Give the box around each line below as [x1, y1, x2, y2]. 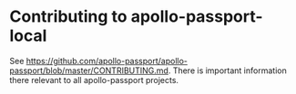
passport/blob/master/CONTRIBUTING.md [9, 65, 168, 76]
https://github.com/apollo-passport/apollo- [26, 55, 189, 66]
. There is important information [168, 65, 287, 76]
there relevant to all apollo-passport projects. [9, 74, 179, 85]
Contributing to [9, 6, 128, 27]
